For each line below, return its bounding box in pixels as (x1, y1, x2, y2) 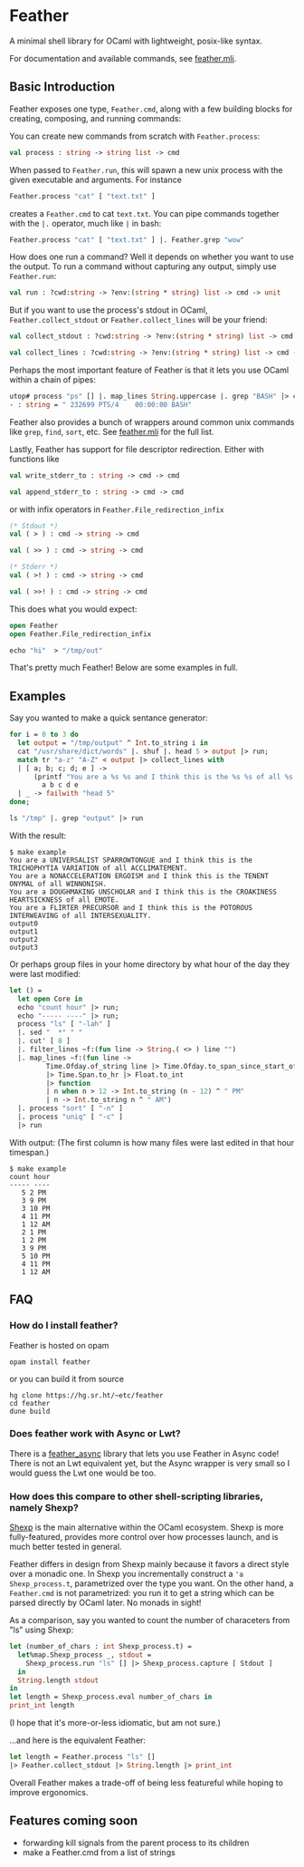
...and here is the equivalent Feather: (9, 1735, 147, 1746)
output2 (9, 934, 39, 943)
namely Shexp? (9, 1501, 79, 1514)
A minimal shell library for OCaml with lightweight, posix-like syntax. (9, 35, 263, 46)
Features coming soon (9, 1814, 138, 1829)
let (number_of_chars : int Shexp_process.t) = (9, 1642, 193, 1651)
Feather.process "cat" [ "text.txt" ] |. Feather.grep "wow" (9, 235, 245, 245)
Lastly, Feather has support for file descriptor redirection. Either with (9, 443, 264, 454)
